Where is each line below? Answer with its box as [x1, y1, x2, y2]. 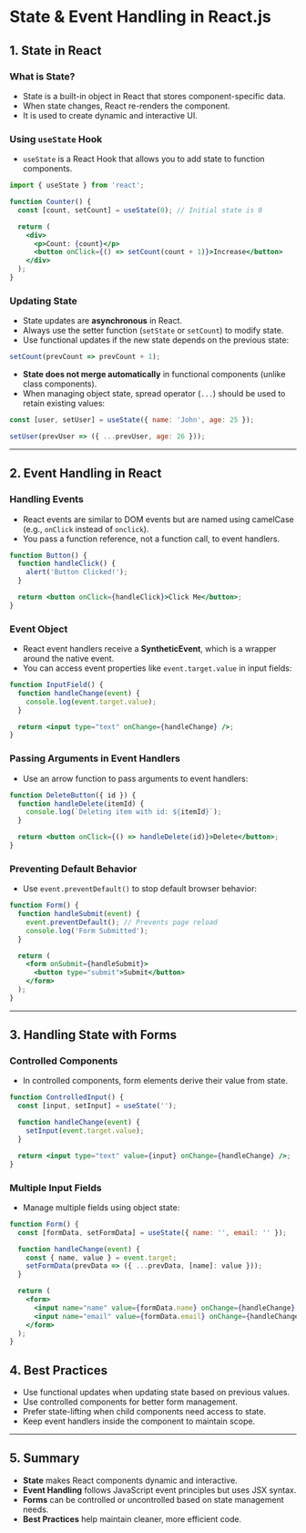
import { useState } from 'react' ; [9, 180, 145, 190]
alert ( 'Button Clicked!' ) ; [25, 568, 128, 577]
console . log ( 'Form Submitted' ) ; [25, 926, 148, 935]
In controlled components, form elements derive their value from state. [22, 1075, 289, 1086]
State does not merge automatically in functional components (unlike [22, 369, 286, 380]
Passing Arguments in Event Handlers [9, 752, 180, 765]
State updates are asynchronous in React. [22, 315, 183, 326]
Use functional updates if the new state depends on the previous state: [22, 334, 290, 345]
